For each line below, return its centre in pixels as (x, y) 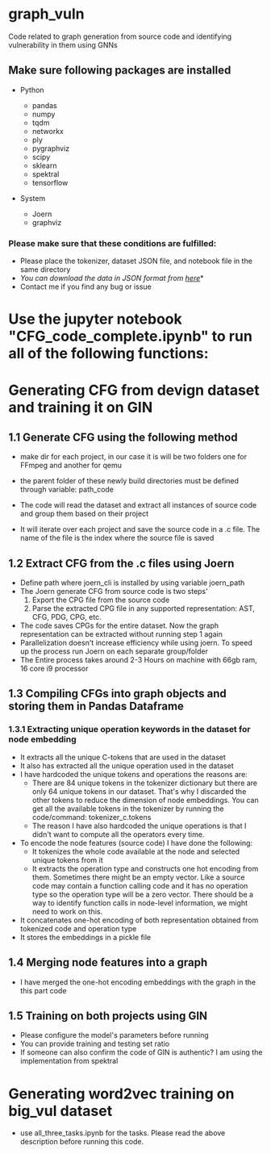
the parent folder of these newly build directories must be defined (129, 481)
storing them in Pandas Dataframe (96, 707)
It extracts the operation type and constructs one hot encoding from (145, 868)
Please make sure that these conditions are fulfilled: (113, 243)
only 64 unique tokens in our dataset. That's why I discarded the (139, 791)
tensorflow (50, 182)
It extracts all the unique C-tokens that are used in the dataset (123, 757)
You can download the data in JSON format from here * (112, 278)
